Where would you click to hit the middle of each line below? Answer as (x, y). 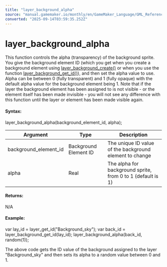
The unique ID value (131, 143)
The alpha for (123, 163)
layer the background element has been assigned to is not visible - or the (80, 89)
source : (13, 14)
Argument (36, 134)
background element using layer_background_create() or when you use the (82, 68)
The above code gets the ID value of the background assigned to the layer (81, 249)
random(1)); (17, 240)
